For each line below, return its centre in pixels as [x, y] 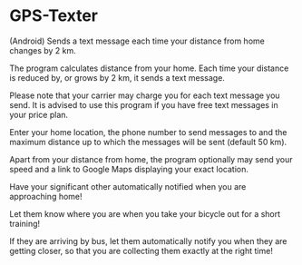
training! [25, 223]
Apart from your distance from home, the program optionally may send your [151, 159]
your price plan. [39, 114]
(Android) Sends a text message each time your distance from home [137, 41]
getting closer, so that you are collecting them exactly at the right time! [141, 250]
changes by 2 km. [43, 50]
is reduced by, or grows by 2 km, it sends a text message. [117, 77]
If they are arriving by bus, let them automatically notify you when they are [148, 240]
